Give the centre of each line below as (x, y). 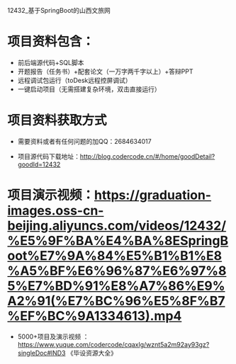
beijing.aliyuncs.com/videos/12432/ (117, 226)
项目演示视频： (51, 195)
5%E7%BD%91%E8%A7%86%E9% (116, 286)
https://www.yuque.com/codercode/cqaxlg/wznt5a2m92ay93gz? (113, 344)
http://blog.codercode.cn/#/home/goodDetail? (147, 156)
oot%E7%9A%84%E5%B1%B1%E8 (115, 256)
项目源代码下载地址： (49, 156)
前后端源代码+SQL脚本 (51, 62)
